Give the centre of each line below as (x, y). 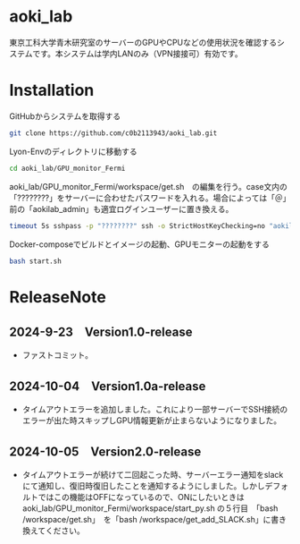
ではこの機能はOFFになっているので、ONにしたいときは (142, 497)
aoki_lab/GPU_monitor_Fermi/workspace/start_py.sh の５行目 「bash (150, 508)
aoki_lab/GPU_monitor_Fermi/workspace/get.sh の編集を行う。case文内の (149, 186)
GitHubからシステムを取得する (65, 116)
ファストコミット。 (58, 355)
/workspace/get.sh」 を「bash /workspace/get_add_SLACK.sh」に (146, 519)
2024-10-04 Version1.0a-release (108, 386)
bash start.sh (36, 261)
